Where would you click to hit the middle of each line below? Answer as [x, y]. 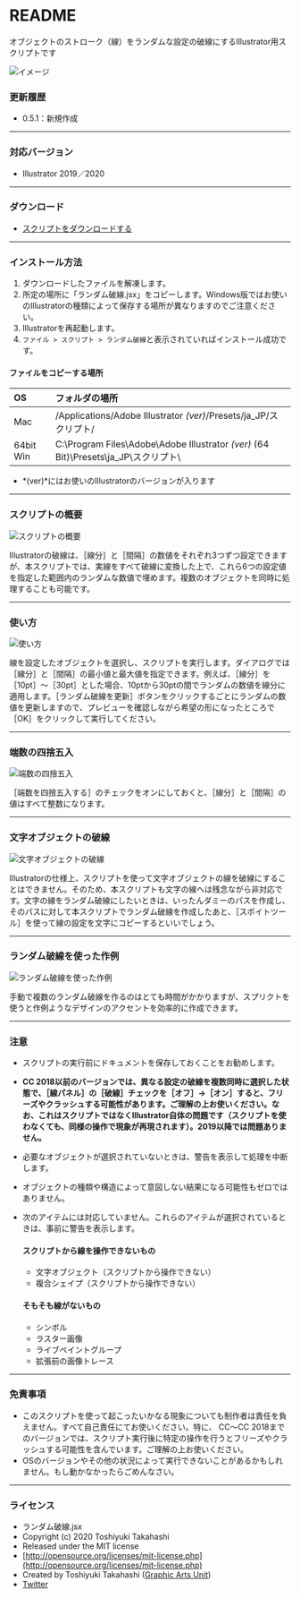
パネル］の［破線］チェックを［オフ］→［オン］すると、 [163, 1093]
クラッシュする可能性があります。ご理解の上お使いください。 [159, 1104]
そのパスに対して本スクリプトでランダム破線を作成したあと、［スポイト [140, 911]
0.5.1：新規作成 [50, 118]
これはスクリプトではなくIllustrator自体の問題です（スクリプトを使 [162, 1115]
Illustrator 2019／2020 [63, 173]
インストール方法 [46, 262]
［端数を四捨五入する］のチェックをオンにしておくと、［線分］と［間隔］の [148, 792]
